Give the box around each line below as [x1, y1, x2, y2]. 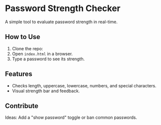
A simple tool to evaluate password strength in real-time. [5, 19, 118, 25]
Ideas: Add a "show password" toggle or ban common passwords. [5, 114, 137, 121]
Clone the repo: [12, 45, 44, 51]
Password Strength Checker [5, 3, 121, 14]
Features [5, 70, 32, 78]
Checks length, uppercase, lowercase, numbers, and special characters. [12, 83, 157, 88]
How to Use [5, 33, 41, 41]
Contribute [5, 102, 39, 110]
